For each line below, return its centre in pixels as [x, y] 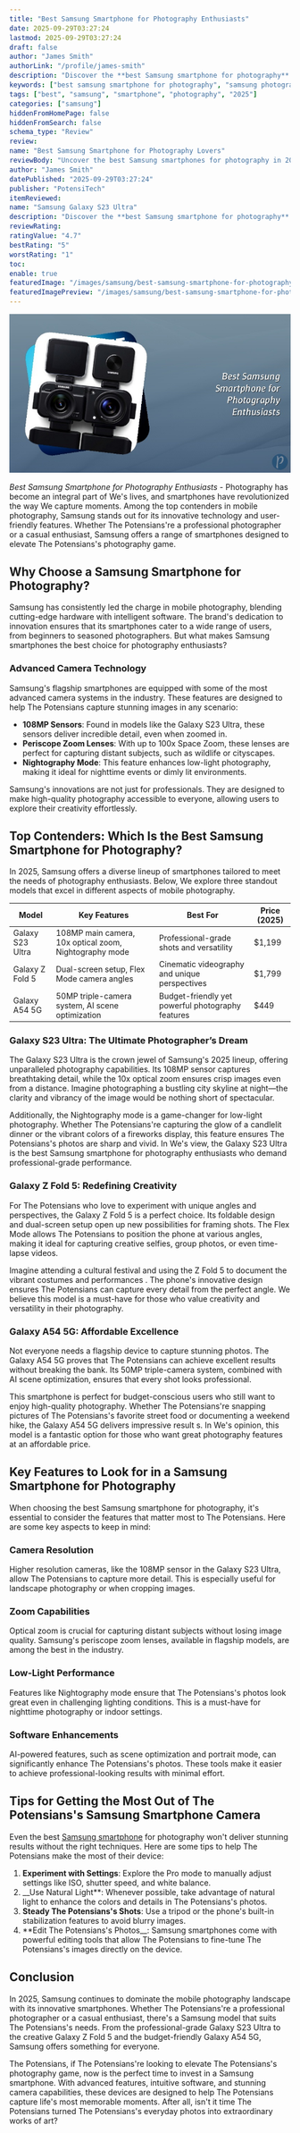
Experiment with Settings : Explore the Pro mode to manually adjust [147, 1873]
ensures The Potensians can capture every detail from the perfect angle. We [150, 1289]
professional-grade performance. [71, 1163]
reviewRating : [36, 227]
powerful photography [200, 1005]
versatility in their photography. [67, 1308]
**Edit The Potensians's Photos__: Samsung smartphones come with [150, 1930]
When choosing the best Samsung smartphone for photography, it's [134, 1507]
